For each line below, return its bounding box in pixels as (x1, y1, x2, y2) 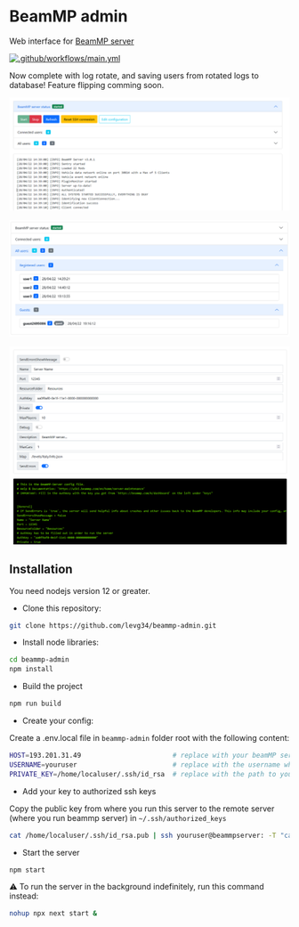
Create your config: (21, 715, 94, 727)
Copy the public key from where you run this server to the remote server (9, 803, 275, 814)
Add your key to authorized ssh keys (21, 785, 157, 796)
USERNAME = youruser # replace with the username (9, 760, 280, 769)
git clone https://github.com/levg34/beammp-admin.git (9, 621, 217, 630)
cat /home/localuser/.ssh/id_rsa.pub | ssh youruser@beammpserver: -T (9, 831, 277, 840)
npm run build (9, 699, 62, 709)
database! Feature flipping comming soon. (9, 79, 165, 90)
